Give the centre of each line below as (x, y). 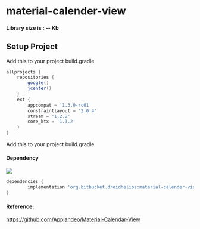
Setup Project (32, 47)
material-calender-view (66, 11)
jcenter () (40, 89)
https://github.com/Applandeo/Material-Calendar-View (73, 219)
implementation (46, 187)
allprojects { (24, 72)
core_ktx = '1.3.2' (52, 122)
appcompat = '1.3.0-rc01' (60, 105)
